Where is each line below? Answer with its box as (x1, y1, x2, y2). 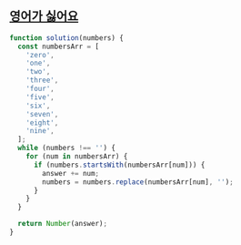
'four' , (25, 85, 55, 94)
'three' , (25, 76, 59, 85)
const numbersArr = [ (17, 42, 100, 51)
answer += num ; (42, 168, 100, 178)
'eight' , (25, 117, 59, 128)
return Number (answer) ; (17, 219, 107, 229)
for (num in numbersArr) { (25, 152, 128, 161)
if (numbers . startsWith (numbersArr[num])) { (33, 160, 206, 169)
